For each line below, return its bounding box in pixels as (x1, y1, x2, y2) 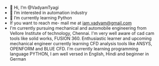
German (9, 56, 26, 62)
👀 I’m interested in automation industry (9, 10, 88, 16)
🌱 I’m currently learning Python (9, 15, 72, 20)
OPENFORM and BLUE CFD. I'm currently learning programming (9, 46, 139, 51)
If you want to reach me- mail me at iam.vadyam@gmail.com (9, 20, 132, 26)
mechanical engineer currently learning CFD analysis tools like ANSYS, (9, 41, 153, 46)
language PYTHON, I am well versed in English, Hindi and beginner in (9, 51, 149, 57)
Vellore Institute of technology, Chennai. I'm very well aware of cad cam (9, 31, 155, 36)
